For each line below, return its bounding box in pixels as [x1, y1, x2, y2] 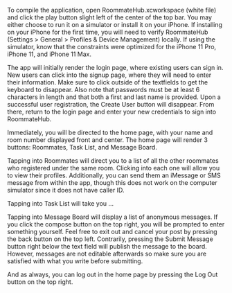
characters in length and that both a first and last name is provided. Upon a [7, 93, 222, 101]
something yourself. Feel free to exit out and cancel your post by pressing [7, 228, 217, 236]
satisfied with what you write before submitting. [7, 257, 143, 265]
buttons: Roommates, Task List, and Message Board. [7, 143, 157, 151]
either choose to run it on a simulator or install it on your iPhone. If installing [7, 21, 223, 28]
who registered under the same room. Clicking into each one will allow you [7, 164, 220, 172]
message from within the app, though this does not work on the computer [7, 179, 218, 186]
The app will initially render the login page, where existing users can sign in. [7, 64, 224, 71]
